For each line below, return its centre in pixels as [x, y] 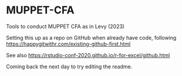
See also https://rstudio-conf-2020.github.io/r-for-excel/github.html [88, 55]
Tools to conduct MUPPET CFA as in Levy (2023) [65, 26]
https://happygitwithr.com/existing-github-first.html [68, 44]
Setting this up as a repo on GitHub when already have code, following [91, 37]
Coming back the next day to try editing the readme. [69, 66]
